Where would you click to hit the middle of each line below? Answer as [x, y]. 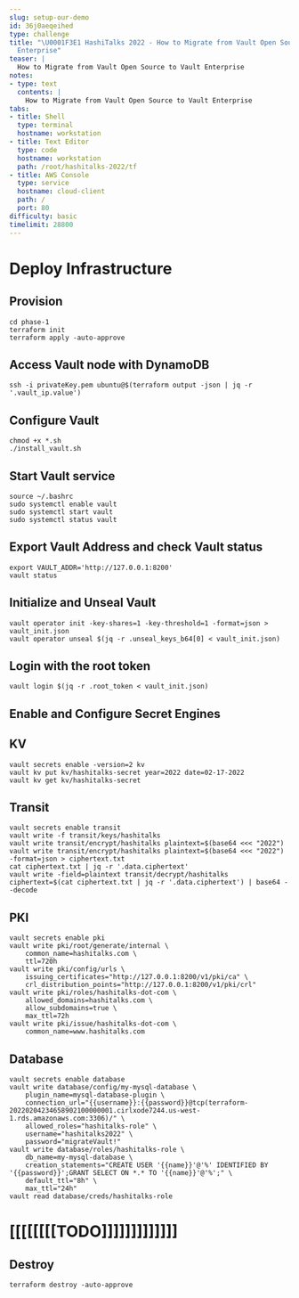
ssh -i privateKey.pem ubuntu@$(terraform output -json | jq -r [131, 385]
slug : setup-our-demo [49, 17]
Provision [36, 302]
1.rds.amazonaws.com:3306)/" [63, 1119]
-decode [24, 890]
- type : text [33, 84]
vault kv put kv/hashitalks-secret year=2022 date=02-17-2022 [127, 772]
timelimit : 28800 [41, 224]
